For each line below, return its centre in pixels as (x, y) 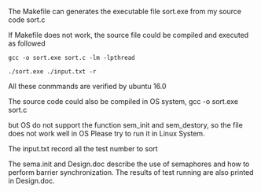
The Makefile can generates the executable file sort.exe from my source (125, 11)
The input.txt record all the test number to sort (83, 148)
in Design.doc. (31, 181)
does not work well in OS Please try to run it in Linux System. (107, 134)
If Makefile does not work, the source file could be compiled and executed (129, 35)
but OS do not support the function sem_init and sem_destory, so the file (126, 125)
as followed (27, 43)
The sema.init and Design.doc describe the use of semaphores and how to (129, 164)
